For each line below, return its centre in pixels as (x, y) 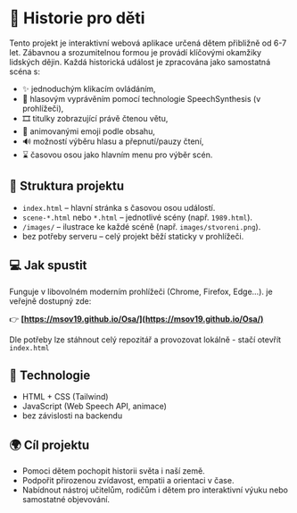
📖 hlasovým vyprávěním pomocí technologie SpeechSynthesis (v (141, 98)
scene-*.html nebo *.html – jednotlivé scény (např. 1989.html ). (137, 217)
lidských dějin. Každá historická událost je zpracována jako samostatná (140, 62)
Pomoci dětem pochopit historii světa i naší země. (113, 471)
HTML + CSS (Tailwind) (65, 397)
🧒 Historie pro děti (77, 18)
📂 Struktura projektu (67, 186)
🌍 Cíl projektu (49, 445)
